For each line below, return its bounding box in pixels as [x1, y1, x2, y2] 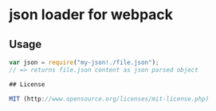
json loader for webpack [9, 6, 174, 24]
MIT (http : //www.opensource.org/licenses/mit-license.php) [9, 94, 210, 103]
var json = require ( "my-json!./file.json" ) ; [9, 58, 159, 66]
